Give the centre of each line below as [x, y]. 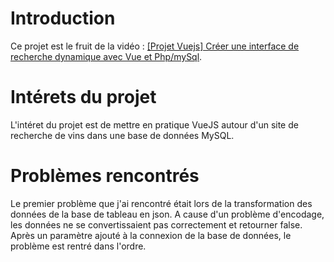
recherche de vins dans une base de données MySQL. [122, 135]
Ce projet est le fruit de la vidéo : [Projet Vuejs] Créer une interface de [155, 46]
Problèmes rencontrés [105, 176]
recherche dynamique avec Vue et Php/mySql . [106, 56]
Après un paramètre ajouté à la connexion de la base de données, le [151, 235]
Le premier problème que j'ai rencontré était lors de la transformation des [161, 203]
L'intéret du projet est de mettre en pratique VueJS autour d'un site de [154, 124]
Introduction [63, 18]
